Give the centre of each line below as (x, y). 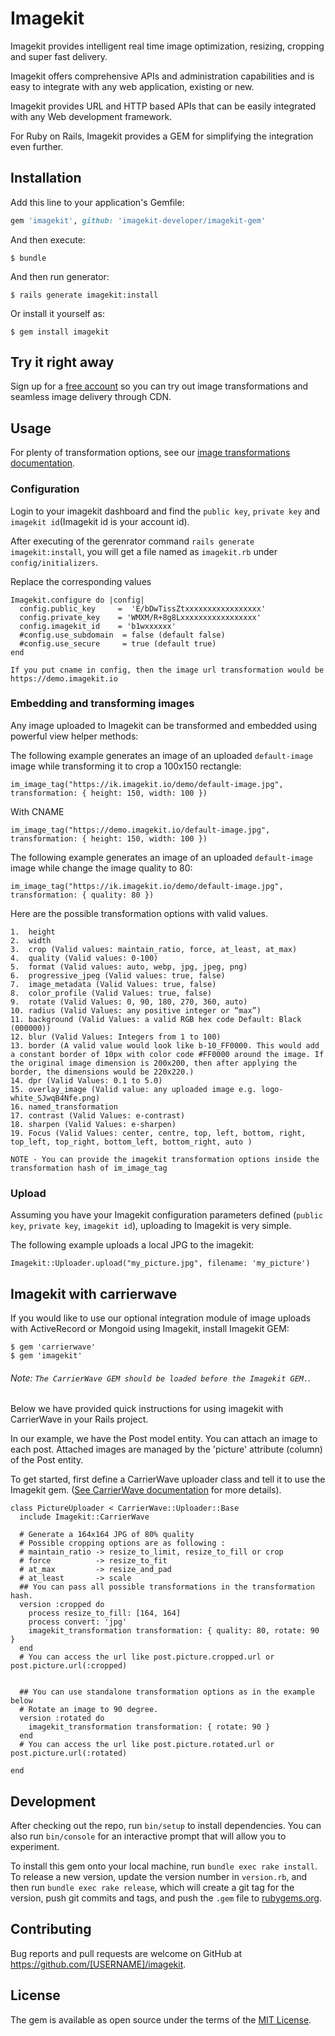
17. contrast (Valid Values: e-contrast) (98, 1115)
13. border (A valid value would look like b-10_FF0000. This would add (165, 1045)
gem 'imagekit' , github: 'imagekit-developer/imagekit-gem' (138, 220)
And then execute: (48, 239)
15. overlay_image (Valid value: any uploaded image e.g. (133, 1089)
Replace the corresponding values (81, 581)
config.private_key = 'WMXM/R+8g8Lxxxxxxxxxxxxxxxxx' (140, 617)
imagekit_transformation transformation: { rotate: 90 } (149, 1727)
